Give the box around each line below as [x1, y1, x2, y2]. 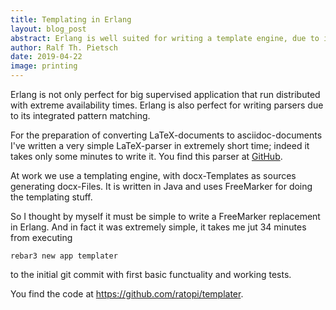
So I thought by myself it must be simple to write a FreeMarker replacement [10, 211, 321, 222]
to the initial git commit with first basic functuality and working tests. [10, 269, 292, 280]
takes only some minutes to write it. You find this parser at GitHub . [10, 151, 283, 162]
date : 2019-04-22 [10, 52, 83, 62]
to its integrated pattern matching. [10, 110, 151, 121]
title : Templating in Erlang [10, 14, 132, 25]
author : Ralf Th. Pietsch [10, 42, 118, 53]
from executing [10, 232, 73, 243]
